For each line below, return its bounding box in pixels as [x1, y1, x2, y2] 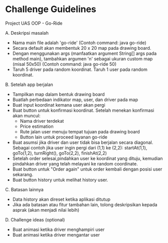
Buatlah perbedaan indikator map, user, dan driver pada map [12, 97, 138, 103]
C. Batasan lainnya [5, 186, 44, 192]
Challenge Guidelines [5, 4, 97, 15]
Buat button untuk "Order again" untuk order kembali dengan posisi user [12, 166, 162, 172]
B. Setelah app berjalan [5, 82, 54, 88]
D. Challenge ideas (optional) [5, 216, 65, 222]
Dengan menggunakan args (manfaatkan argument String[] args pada [12, 50, 157, 56]
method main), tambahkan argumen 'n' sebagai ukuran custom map [12, 55, 153, 61]
